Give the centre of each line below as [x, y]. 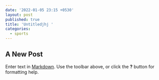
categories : [18, 29]
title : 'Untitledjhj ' [29, 24]
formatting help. [22, 72]
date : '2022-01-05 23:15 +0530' [39, 10]
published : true [22, 19]
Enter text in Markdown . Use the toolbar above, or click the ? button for [80, 66]
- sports [19, 34]
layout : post [19, 15]
